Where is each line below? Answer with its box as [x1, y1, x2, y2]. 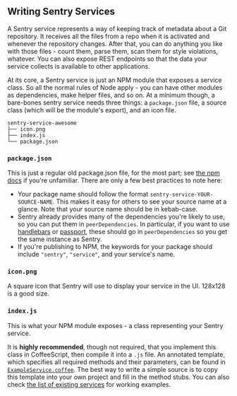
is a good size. [7, 289, 49, 298]
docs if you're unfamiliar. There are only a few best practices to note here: [7, 176, 223, 185]
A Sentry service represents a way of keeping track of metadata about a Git [7, 24, 227, 33]
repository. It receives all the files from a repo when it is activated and [7, 32, 210, 40]
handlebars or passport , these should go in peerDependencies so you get [17, 228, 228, 236]
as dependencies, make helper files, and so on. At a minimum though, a [7, 91, 215, 99]
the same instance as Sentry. [17, 235, 102, 243]
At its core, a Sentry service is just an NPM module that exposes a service [7, 76, 222, 84]
